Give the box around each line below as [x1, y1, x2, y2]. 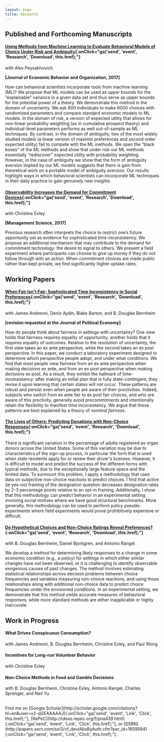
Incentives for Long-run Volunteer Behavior [5, 652, 96, 658]
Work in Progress [5, 616, 59, 625]
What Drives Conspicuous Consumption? [5, 630, 92, 636]
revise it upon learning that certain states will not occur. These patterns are [5, 381, 157, 387]
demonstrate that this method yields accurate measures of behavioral [5, 592, 145, 598]
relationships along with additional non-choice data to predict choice [5, 581, 144, 587]
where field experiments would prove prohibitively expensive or [31, 508, 160, 514]
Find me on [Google [5, 705, 45, 711]
